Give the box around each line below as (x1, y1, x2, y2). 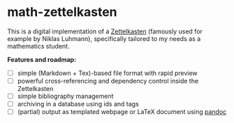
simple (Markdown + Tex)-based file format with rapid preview (17, 69, 198, 77)
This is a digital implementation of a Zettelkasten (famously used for (7, 27, 203, 35)
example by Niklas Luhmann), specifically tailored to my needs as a (7, 34, 201, 42)
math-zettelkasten (7, 4, 117, 20)
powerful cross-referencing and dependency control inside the (17, 77, 199, 85)
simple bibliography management (17, 92, 114, 101)
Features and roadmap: (7, 55, 77, 63)
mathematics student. (7, 42, 70, 50)
